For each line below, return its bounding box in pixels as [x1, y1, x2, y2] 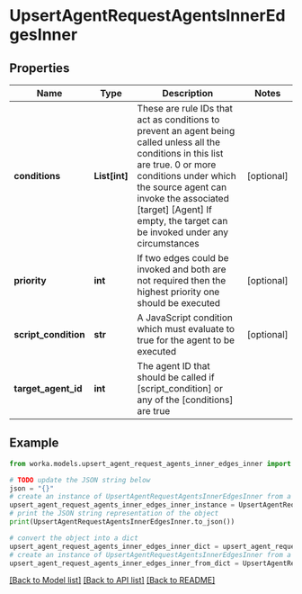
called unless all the [137, 136, 221, 148]
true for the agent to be [137, 334, 235, 346]
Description [161, 87, 214, 99]
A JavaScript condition [137, 311, 234, 324]
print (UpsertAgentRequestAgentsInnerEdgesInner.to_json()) [9, 517, 235, 526]
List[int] [93, 170, 129, 182]
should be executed [137, 297, 221, 309]
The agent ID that [137, 360, 210, 372]
